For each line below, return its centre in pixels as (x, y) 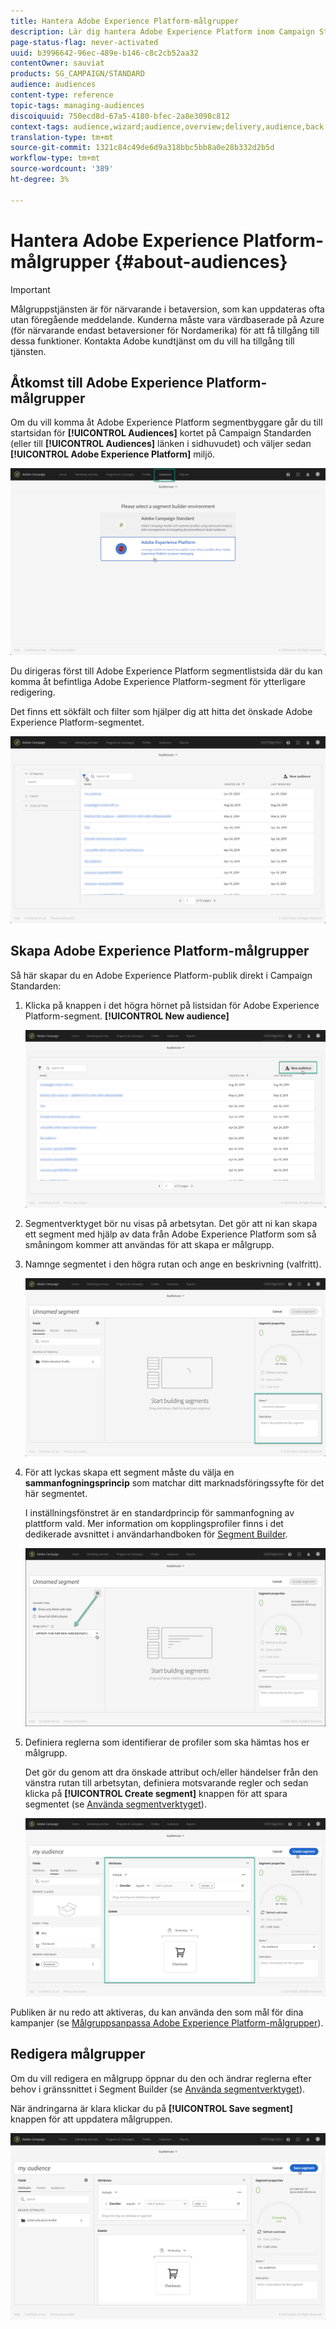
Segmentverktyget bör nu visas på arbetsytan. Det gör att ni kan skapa (171, 1224)
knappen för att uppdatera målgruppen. (91, 2119)
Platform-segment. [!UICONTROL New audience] (127, 1016)
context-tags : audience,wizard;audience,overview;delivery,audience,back (167, 126)
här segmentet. (56, 1493)
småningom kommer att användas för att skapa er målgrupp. (149, 1245)
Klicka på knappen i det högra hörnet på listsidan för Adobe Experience (172, 1005)
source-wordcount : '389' (62, 169)
